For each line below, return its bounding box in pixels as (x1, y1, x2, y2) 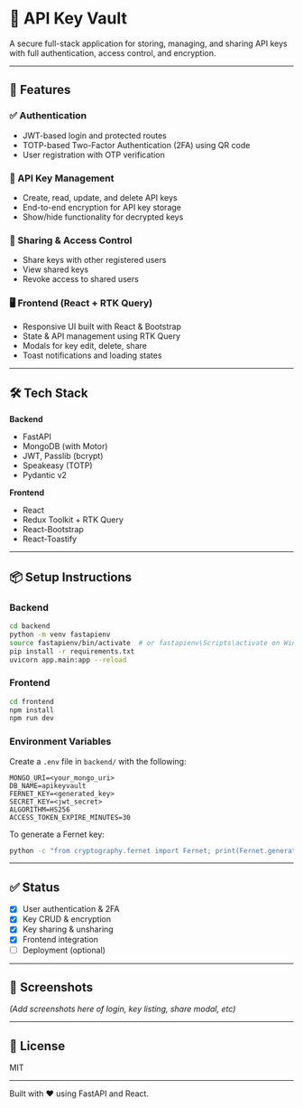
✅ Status (9, 879, 60, 895)
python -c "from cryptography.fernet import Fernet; (9, 846, 212, 855)
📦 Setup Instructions (9, 569, 133, 585)
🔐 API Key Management (9, 172, 115, 184)
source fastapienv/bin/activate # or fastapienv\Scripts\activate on (9, 638, 280, 647)
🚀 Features (9, 82, 71, 98)
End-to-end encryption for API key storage (22, 202, 182, 212)
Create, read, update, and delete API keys (22, 192, 178, 202)
